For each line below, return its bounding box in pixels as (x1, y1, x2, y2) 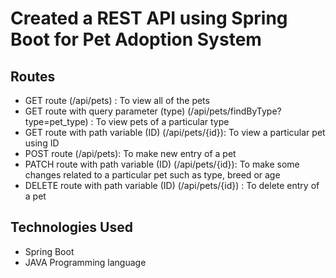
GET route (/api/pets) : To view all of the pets (24, 95, 210, 106)
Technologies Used (10, 219, 133, 236)
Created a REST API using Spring (10, 7, 288, 30)
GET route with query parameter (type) (24, 105, 186, 117)
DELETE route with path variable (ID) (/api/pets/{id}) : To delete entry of (24, 180, 320, 191)
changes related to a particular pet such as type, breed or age (24, 169, 281, 181)
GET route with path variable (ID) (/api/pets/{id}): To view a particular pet (24, 127, 326, 138)
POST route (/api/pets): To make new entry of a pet (24, 148, 237, 159)
